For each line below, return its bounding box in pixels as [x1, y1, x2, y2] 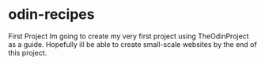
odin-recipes [8, 5, 95, 23]
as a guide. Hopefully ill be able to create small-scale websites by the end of [8, 39, 257, 49]
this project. [8, 48, 47, 57]
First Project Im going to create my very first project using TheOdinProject [8, 31, 249, 41]
